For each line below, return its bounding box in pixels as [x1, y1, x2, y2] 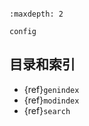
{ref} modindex [23, 94, 80, 106]
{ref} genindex [23, 83, 80, 95]
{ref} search [23, 104, 71, 116]
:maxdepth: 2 [9, 9, 64, 19]
